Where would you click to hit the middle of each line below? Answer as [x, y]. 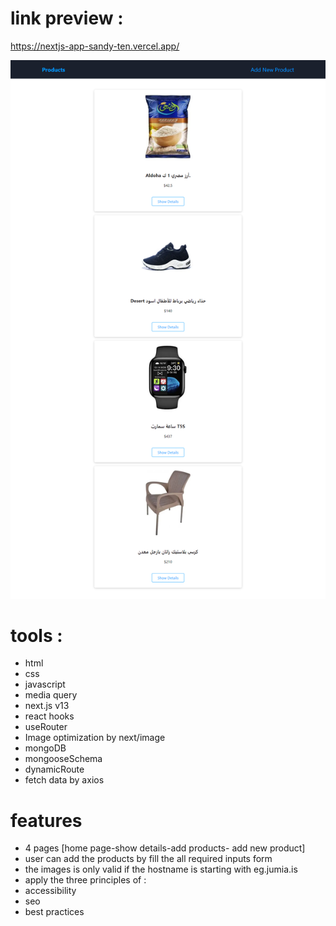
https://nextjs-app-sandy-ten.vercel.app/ [95, 46]
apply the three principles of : [85, 880]
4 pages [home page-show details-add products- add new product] [165, 848]
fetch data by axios [64, 780]
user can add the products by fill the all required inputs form [148, 859]
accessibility [50, 891]
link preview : [67, 18]
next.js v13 [47, 706]
